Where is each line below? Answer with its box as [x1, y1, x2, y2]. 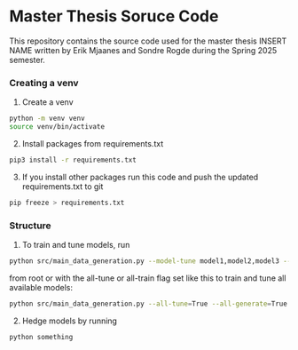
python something [9, 332, 74, 341]
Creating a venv [9, 76, 79, 89]
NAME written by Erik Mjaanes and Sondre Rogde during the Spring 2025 [9, 44, 278, 55]
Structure [9, 219, 51, 232]
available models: [9, 282, 74, 292]
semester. [9, 54, 46, 65]
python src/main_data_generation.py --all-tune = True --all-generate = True [9, 299, 288, 308]
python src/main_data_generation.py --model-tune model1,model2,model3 [9, 257, 279, 266]
